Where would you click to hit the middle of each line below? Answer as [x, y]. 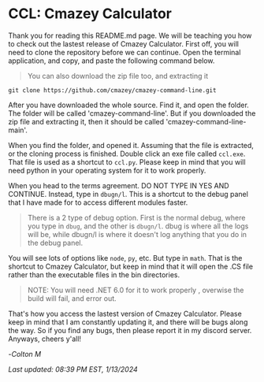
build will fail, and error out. [72, 298]
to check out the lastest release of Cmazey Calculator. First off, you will [123, 43]
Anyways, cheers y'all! [45, 339]
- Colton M [25, 354]
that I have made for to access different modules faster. [98, 202]
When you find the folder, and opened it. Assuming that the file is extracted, [131, 145]
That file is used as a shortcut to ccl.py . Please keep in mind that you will [127, 161]
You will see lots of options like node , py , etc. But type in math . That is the [125, 258]
